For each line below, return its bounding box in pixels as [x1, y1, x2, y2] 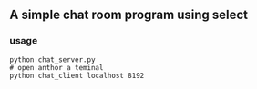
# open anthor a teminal [9, 63, 104, 72]
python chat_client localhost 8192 [9, 71, 145, 80]
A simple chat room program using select [9, 7, 249, 23]
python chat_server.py [9, 54, 96, 64]
